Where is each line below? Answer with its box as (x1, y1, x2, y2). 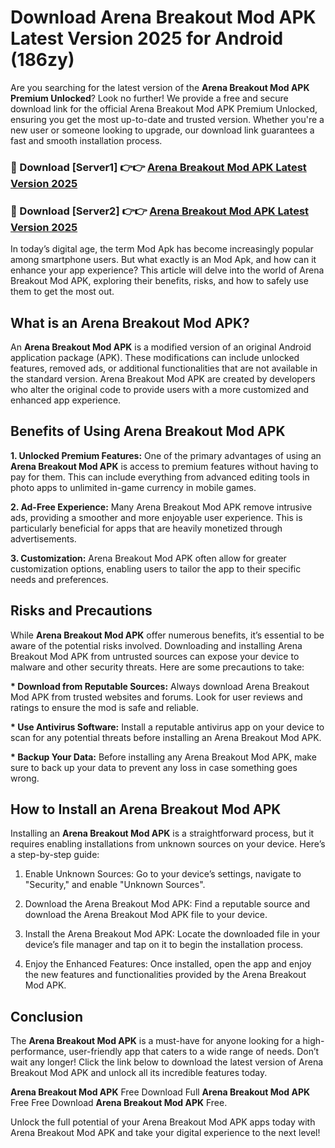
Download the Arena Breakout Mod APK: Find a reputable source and (24, 898, 311, 910)
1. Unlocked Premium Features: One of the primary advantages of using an (10, 449, 322, 461)
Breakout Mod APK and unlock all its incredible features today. (10, 1067, 268, 1079)
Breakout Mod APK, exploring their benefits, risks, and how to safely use (10, 275, 309, 287)
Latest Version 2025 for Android (10, 27, 284, 50)
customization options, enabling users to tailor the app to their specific (10, 562, 302, 575)
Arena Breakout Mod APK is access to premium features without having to (10, 460, 319, 472)
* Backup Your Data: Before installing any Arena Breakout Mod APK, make (10, 751, 317, 763)
